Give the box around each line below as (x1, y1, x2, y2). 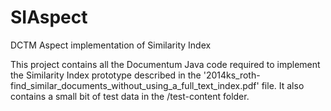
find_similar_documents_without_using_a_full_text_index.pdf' (10, 79, 260, 91)
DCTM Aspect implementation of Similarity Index (10, 39, 212, 51)
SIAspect (10, 6, 88, 29)
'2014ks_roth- (203, 69, 261, 81)
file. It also (261, 79, 305, 91)
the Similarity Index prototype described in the (10, 69, 202, 81)
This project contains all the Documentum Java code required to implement (10, 58, 321, 70)
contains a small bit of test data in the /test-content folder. (10, 90, 250, 102)
